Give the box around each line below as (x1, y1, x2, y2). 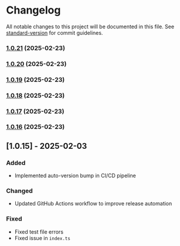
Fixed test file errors (14, 228, 63, 235)
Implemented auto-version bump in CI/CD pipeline (14, 172, 137, 179)
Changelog (6, 4, 61, 17)
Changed (6, 187, 33, 195)
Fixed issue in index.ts (14, 234, 70, 241)
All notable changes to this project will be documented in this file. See (6, 23, 175, 30)
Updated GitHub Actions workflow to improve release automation (14, 200, 172, 207)
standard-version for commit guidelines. (6, 29, 103, 36)
